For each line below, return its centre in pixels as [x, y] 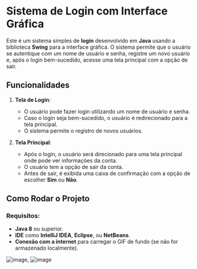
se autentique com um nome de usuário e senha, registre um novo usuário [98, 53]
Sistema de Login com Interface [87, 11]
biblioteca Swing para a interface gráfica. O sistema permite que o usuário [98, 47]
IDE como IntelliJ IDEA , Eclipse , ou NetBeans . [72, 235]
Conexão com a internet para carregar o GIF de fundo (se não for [96, 242]
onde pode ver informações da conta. [71, 160]
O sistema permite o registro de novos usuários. [83, 130]
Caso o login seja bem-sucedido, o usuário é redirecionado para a [106, 118]
